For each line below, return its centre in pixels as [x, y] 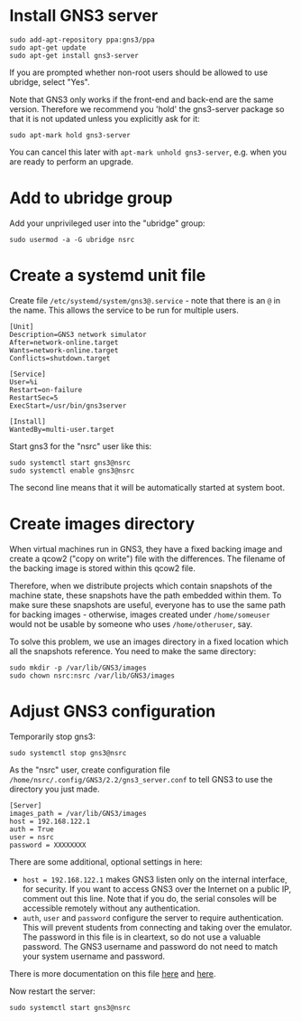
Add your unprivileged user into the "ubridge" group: [107, 223]
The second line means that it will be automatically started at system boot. [147, 487]
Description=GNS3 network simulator [78, 334]
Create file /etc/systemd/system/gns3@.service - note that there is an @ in [145, 300]
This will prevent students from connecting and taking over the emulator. [157, 927]
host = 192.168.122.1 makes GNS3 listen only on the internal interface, [155, 879]
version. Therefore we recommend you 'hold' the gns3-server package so [147, 108]
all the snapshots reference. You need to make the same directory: [133, 651]
